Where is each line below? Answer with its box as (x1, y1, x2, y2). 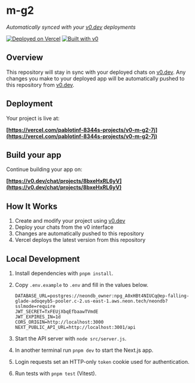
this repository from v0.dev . (6, 81, 75, 88)
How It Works (6, 201, 58, 211)
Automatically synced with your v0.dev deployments (6, 23, 136, 31)
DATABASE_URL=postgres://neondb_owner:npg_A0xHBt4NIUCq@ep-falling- (14, 293, 190, 299)
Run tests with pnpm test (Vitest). (14, 370, 97, 377)
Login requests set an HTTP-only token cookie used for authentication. (14, 358, 190, 365)
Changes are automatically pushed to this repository (14, 230, 144, 237)
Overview (6, 52, 44, 63)
